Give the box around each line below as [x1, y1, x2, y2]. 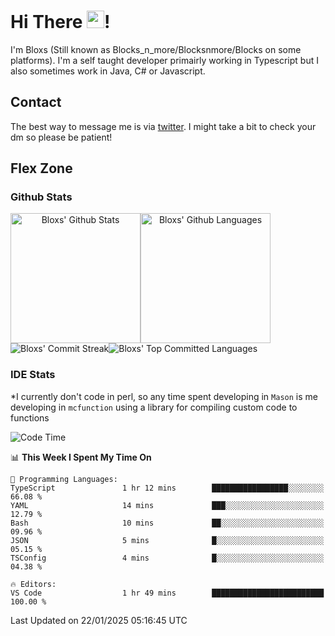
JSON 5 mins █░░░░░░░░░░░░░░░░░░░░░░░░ [10, 535, 325, 545]
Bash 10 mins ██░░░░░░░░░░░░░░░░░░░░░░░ [10, 518, 325, 528]
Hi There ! [10, 11, 111, 34]
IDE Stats [10, 368, 56, 382]
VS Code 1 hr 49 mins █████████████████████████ [10, 588, 325, 598]
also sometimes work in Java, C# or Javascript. [10, 65, 206, 77]
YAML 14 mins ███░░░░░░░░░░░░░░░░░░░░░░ [10, 500, 325, 510]
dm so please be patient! [10, 131, 113, 143]
